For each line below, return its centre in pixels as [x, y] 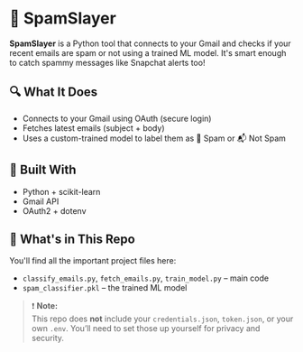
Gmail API [41, 201]
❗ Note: [45, 306]
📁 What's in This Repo [72, 239]
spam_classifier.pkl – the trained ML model [105, 288]
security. [48, 338]
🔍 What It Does [54, 93]
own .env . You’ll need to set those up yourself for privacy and [146, 329]
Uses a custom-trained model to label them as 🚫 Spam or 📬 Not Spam [154, 138]
